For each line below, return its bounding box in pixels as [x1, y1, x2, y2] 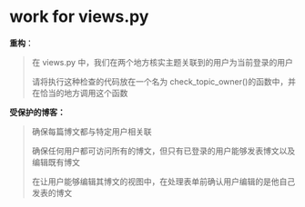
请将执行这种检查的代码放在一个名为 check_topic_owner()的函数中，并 [31, 75, 296, 87]
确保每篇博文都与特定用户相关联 [31, 125, 152, 137]
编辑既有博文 [31, 156, 80, 167]
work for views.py [9, 6, 149, 27]
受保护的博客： [9, 106, 66, 117]
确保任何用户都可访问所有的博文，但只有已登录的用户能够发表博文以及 [31, 145, 296, 156]
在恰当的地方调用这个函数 [31, 87, 128, 98]
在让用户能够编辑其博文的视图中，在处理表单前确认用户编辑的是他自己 [31, 175, 296, 187]
